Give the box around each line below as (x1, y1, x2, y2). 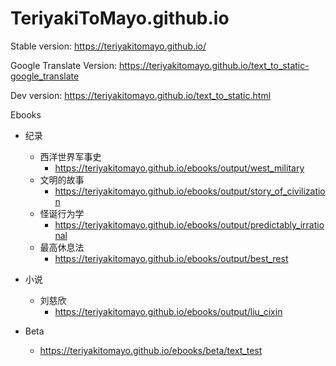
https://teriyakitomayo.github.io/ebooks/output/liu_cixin (54, 305, 283, 317)
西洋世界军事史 (39, 150, 102, 162)
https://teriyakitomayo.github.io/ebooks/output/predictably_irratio (54, 218, 325, 231)
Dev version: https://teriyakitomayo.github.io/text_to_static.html (10, 89, 272, 101)
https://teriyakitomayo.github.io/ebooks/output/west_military (54, 162, 305, 174)
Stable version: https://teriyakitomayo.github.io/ (10, 40, 207, 52)
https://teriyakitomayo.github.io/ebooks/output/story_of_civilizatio (54, 185, 326, 197)
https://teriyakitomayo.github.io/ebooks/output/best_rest (54, 252, 289, 264)
